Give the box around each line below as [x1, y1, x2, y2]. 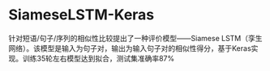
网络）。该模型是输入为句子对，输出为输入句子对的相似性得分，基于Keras [8, 43, 251, 53]
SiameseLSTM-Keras [8, 6, 155, 24]
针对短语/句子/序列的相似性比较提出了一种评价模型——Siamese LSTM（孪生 [8, 33, 263, 43]
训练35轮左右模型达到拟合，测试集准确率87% [22, 53, 175, 63]
